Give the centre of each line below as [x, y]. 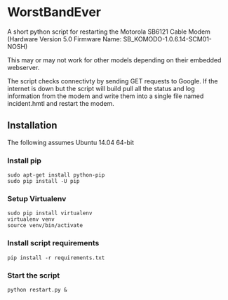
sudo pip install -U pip [43, 182]
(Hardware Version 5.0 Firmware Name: [65, 39]
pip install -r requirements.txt [56, 258]
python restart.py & [38, 289]
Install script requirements [53, 243]
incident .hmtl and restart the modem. [61, 103]
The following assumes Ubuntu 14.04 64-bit [71, 142]
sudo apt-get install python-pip [56, 175]
